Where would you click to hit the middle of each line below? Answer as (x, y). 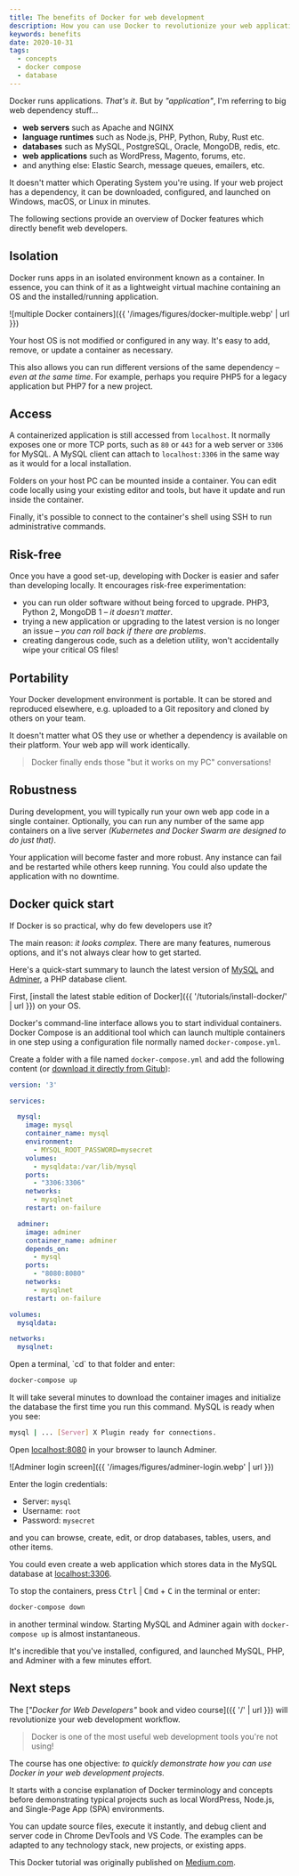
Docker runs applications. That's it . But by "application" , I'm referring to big (148, 101)
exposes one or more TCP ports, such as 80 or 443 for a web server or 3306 (146, 445)
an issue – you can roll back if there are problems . (114, 631)
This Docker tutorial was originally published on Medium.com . (122, 1862)
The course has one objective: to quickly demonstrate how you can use (141, 1763)
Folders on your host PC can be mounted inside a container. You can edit (143, 481)
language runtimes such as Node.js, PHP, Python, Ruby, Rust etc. (143, 137)
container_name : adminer (71, 1241)
